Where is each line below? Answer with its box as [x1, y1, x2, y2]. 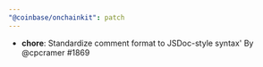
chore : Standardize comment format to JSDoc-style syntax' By [21, 38, 254, 48]
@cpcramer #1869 [21, 46, 90, 58]
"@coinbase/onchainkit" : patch [8, 13, 125, 22]
